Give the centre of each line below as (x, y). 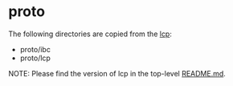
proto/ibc (35, 49)
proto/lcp (35, 58)
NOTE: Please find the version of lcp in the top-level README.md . (117, 73)
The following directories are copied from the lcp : (90, 34)
